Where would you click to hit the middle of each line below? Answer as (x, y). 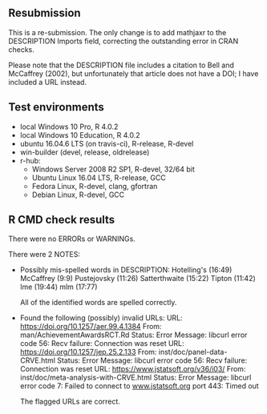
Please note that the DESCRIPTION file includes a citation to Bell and (121, 65)
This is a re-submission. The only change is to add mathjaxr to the (117, 32)
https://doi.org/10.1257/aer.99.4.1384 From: (91, 327)
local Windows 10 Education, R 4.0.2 (80, 135)
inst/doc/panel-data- (193, 352)
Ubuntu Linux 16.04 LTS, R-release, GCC (99, 177)
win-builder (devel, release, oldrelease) (85, 152)
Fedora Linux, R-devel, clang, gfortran (95, 186)
